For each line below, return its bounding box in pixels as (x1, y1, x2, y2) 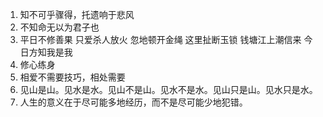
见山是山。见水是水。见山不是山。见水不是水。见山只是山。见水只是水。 (19, 84, 318, 95)
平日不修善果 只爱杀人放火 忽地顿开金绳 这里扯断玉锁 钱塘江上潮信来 (19, 34, 302, 45)
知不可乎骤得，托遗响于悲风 (19, 9, 135, 20)
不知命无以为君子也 (19, 21, 100, 33)
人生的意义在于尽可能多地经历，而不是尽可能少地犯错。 (19, 96, 248, 108)
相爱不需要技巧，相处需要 (19, 71, 126, 83)
